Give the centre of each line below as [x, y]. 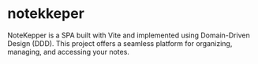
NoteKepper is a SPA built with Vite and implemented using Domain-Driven [129, 35]
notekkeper [46, 14]
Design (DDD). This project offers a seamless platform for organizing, [120, 43]
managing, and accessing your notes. [68, 52]
